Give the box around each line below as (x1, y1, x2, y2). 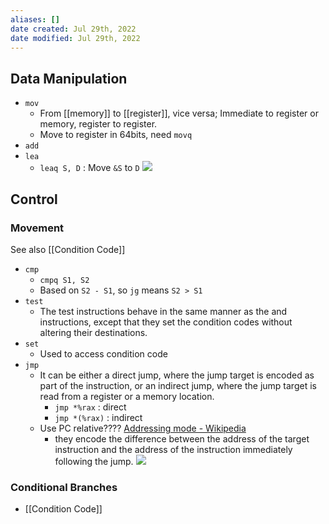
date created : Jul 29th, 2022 (10, 24, 137, 34)
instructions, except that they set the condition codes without (39, 316, 293, 328)
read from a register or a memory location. (39, 390, 215, 402)
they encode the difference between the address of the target (54, 432, 310, 445)
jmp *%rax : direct (54, 401, 127, 413)
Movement (10, 221, 65, 235)
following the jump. (54, 455, 134, 467)
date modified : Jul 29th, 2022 (10, 33, 141, 43)
